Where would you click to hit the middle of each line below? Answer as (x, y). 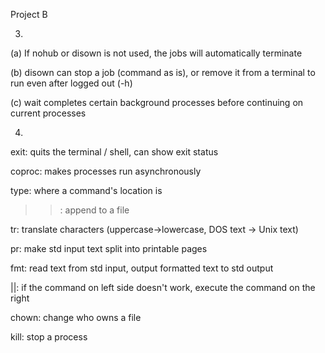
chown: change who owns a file (76, 317)
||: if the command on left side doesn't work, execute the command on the (163, 287)
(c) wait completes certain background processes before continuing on (157, 102)
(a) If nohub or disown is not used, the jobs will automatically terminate (156, 53)
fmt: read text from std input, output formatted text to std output (142, 268)
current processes (48, 113)
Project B (29, 14)
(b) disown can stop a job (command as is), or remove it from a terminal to (163, 72)
